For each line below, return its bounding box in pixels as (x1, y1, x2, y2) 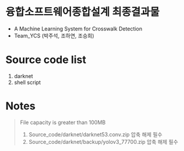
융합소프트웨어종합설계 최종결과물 (5, 5, 160, 19)
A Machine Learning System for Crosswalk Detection (14, 25, 142, 32)
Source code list (5, 53, 86, 66)
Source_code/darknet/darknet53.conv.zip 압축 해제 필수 (28, 130, 163, 138)
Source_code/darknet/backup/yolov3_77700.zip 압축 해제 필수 (28, 138, 179, 145)
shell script (14, 79, 41, 86)
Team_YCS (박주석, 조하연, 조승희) (14, 32, 95, 39)
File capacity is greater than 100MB (19, 119, 106, 126)
